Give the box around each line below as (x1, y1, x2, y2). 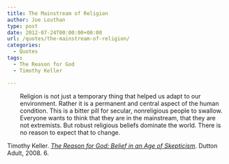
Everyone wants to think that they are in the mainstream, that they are (20, 113, 216, 122)
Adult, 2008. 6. (7, 148, 49, 157)
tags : (7, 55, 23, 61)
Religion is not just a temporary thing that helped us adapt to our (20, 92, 201, 100)
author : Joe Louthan (7, 16, 66, 23)
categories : (7, 42, 41, 49)
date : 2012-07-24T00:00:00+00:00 (7, 29, 103, 36)
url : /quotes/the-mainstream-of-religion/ (7, 36, 130, 42)
